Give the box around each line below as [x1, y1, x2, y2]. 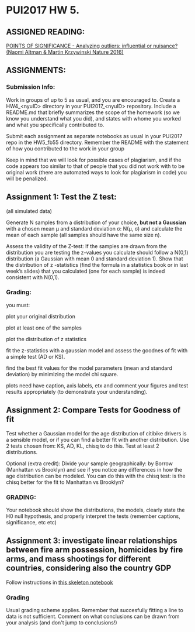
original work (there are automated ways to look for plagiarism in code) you [6, 169, 187, 176]
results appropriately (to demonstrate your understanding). [6, 388, 148, 395]
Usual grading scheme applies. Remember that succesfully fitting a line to [6, 607, 184, 614]
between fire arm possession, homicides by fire [6, 545, 183, 555]
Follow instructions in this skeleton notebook [6, 579, 113, 586]
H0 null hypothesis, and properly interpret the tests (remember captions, [6, 513, 180, 520]
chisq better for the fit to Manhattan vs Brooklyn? [6, 478, 124, 486]
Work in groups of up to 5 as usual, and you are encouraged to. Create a [6, 96, 180, 103]
